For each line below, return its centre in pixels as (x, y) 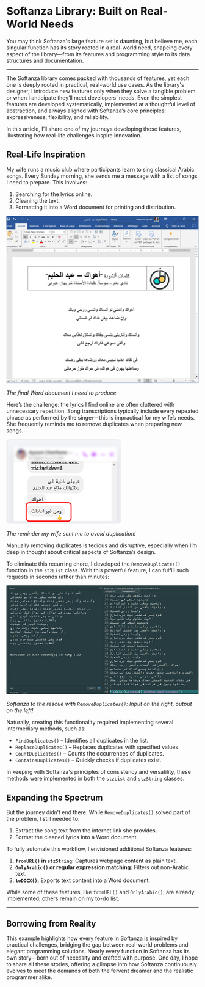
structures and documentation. (45, 60)
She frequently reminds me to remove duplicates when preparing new (94, 424)
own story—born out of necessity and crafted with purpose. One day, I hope (102, 958)
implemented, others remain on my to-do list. (63, 898)
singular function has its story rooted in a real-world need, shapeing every (99, 48)
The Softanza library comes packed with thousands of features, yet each (98, 78)
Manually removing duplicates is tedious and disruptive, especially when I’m (102, 545)
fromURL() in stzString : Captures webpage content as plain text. (96, 861)
